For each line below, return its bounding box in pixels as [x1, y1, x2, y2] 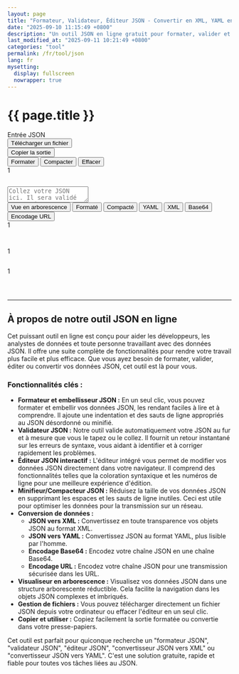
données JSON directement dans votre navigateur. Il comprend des [17, 464, 216, 473]
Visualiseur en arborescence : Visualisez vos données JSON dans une [17, 577, 228, 586]
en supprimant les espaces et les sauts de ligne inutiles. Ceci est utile [17, 494, 222, 503]
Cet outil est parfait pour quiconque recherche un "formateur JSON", [7, 636, 209, 645]
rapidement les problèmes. [17, 449, 97, 457]
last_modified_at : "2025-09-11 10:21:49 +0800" [7, 37, 152, 44]
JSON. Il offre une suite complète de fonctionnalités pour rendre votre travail [7, 347, 232, 355]
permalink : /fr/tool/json [7, 50, 84, 58]
